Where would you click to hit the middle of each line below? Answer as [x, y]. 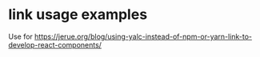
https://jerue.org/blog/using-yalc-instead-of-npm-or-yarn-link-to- [144, 36]
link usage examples [78, 15]
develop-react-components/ [55, 44]
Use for [21, 36]
